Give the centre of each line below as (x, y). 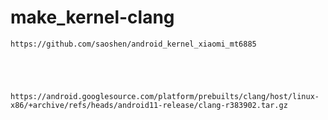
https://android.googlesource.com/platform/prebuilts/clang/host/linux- (165, 96)
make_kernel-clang (92, 17)
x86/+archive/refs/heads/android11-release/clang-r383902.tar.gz (149, 105)
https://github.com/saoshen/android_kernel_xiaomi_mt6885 (133, 44)
